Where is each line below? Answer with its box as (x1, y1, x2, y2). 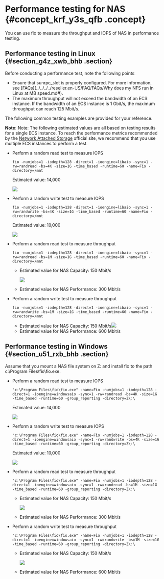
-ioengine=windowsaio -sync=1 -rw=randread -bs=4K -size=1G (32, 392, 158, 396)
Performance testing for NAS (5, 3, 126, 15)
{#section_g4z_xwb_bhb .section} (5, 57, 113, 66)
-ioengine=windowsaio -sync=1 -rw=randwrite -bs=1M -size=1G (32, 537, 160, 542)
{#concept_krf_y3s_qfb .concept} (5, 14, 146, 25)
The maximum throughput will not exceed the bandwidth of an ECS (12, 95, 148, 101)
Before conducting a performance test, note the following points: (5, 70, 136, 76)
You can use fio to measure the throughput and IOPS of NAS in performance (5, 30, 159, 36)
